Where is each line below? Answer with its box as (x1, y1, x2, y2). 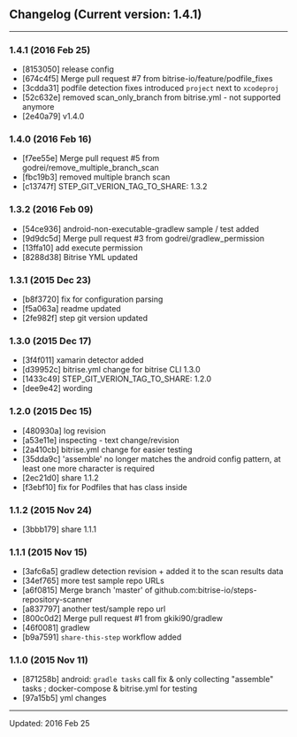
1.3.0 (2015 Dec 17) (9, 334, 92, 347)
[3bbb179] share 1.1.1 (21, 524, 97, 534)
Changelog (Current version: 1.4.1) (9, 7, 202, 22)
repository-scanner (21, 595, 93, 605)
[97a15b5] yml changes (21, 693, 107, 703)
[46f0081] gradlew (21, 623, 90, 633)
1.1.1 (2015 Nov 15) (9, 546, 88, 558)
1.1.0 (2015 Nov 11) (9, 654, 88, 666)
